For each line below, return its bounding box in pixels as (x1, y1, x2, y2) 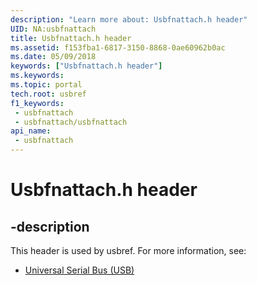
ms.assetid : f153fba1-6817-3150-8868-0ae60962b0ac (10, 42, 226, 53)
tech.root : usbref (10, 89, 87, 99)
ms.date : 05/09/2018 (10, 52, 97, 62)
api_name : (10, 126, 52, 136)
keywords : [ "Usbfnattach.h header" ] (10, 61, 163, 71)
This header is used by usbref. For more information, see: (10, 245, 247, 256)
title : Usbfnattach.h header (10, 33, 132, 43)
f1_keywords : (10, 98, 65, 108)
